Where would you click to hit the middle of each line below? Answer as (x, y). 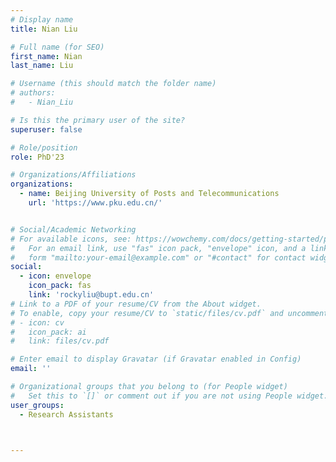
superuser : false (46, 129)
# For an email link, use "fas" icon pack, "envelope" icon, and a (158, 248)
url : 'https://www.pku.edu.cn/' (95, 203)
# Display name (42, 19)
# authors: (33, 93)
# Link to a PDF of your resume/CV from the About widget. (136, 304)
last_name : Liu (42, 66)
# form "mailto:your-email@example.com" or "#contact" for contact (158, 257)
